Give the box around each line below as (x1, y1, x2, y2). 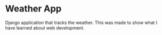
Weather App (5, 3, 61, 14)
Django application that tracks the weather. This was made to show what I (5, 19, 157, 25)
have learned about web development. (5, 24, 84, 30)
